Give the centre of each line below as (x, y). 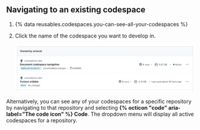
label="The (21, 114)
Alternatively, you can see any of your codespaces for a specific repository (99, 101)
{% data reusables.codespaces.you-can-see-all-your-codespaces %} (101, 24)
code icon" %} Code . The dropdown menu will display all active (115, 114)
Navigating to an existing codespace (76, 10)
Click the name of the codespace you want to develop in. (85, 36)
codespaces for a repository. (42, 120)
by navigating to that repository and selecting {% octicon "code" (87, 107)
